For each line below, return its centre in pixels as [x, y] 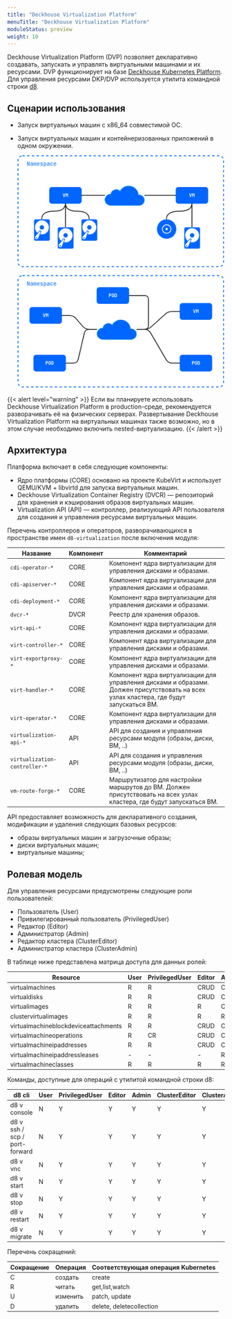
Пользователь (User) [48, 912]
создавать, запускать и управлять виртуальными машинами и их [104, 64]
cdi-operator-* [32, 568]
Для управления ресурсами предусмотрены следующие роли [99, 891]
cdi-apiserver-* [33, 584]
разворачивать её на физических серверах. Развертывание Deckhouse [113, 414]
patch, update [112, 1296]
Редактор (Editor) [42, 926]
